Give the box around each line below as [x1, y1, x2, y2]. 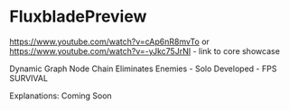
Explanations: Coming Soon [9, 90, 113, 101]
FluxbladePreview [9, 6, 147, 27]
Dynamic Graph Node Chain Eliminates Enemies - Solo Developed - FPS [9, 63, 277, 74]
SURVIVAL [9, 72, 48, 83]
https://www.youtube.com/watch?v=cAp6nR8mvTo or [9, 36, 210, 47]
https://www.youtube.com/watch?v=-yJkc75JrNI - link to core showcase [9, 45, 280, 56]
